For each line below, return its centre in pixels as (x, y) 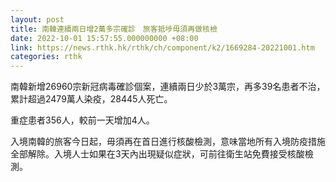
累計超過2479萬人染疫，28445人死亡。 (91, 99)
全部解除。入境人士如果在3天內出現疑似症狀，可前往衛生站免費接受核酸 (157, 154)
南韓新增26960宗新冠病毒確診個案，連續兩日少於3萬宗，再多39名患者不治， (168, 87)
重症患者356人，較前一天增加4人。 (82, 120)
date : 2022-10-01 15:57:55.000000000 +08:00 (104, 38)
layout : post (37, 19)
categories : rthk (46, 57)
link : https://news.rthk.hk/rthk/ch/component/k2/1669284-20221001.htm (162, 47)
